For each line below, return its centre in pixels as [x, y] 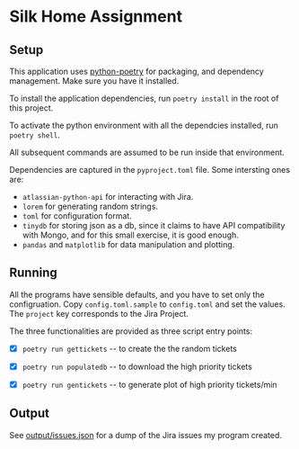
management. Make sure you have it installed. [94, 81]
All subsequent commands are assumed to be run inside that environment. [147, 152]
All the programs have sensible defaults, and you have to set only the [137, 294]
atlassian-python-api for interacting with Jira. [108, 197]
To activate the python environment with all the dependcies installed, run [144, 125]
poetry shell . [35, 135]
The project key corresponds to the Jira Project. [99, 313]
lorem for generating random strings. [90, 206]
